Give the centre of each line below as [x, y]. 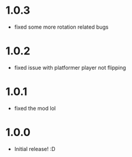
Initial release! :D [35, 149]
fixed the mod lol [35, 108]
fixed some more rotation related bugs [61, 27]
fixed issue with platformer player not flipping [70, 67]
